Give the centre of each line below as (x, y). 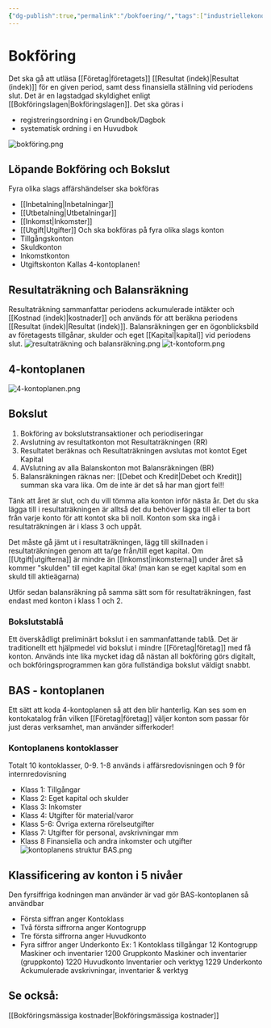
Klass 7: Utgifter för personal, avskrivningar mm (99, 832)
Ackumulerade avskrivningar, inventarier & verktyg (104, 971)
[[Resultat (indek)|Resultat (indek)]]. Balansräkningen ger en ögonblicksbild (134, 327)
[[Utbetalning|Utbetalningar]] (68, 213)
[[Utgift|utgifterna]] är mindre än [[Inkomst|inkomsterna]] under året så (126, 559)
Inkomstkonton (45, 256)
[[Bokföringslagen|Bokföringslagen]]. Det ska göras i (96, 104)
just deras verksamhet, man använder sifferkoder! (91, 727)
